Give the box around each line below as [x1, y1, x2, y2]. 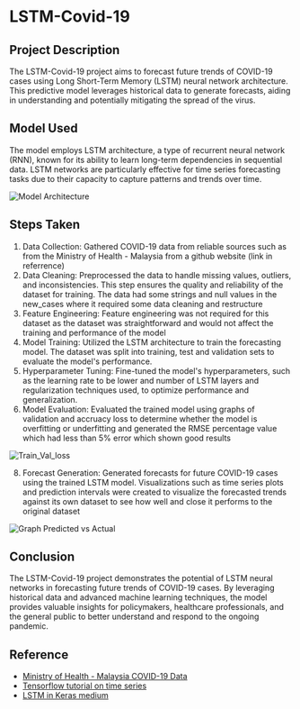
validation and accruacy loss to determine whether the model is [22, 413, 258, 424]
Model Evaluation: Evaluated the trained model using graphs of [22, 404, 255, 414]
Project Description [9, 42, 120, 58]
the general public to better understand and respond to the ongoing [9, 611, 260, 623]
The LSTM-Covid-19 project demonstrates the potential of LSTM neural [9, 573, 274, 584]
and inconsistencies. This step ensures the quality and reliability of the [22, 279, 284, 290]
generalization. [22, 394, 78, 404]
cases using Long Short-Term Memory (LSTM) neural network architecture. [9, 76, 289, 86]
